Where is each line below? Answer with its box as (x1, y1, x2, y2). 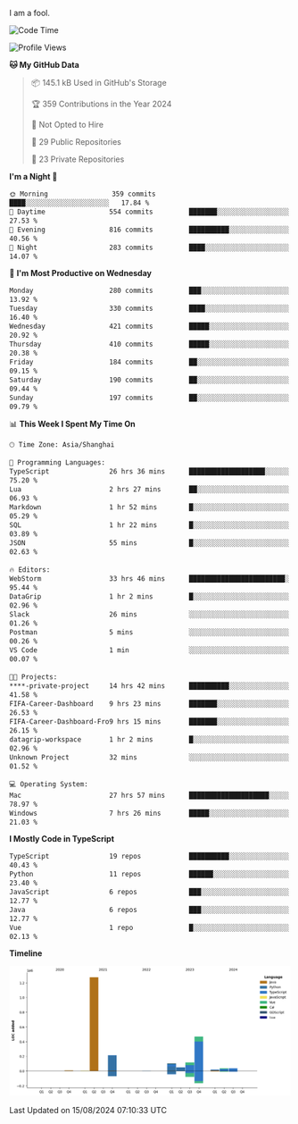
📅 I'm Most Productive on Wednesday (9, 268, 152, 278)
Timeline (9, 948, 43, 959)
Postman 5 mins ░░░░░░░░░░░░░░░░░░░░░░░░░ (9, 628, 290, 637)
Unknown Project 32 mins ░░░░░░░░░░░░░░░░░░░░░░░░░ (9, 753, 290, 762)
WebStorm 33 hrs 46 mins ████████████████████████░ (9, 575, 290, 583)
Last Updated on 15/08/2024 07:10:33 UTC (9, 1104, 168, 1115)
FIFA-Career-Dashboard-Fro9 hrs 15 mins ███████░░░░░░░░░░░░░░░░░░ (9, 717, 290, 726)
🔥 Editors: (9, 566, 51, 575)
